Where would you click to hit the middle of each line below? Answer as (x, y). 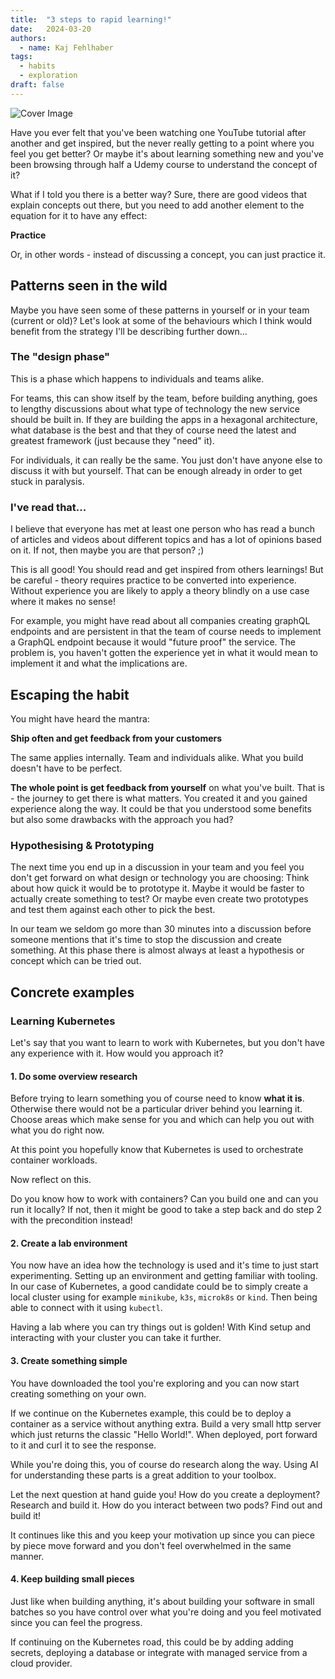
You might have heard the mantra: (80, 718)
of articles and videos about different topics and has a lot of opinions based (166, 540)
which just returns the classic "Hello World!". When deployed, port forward (164, 1434)
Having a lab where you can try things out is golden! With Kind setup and (161, 1327)
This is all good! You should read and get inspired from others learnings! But (167, 570)
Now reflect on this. (51, 1180)
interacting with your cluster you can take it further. (116, 1338)
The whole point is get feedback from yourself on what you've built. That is (167, 787)
